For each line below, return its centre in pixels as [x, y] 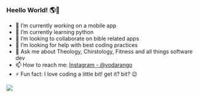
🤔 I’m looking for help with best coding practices [76, 45]
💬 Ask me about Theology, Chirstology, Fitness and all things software [104, 52]
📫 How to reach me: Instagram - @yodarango [74, 65]
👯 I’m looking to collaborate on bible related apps [77, 38]
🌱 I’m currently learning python [54, 32]
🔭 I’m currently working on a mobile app [66, 26]
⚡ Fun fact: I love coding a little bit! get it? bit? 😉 [76, 74]
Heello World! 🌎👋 [33, 10]
